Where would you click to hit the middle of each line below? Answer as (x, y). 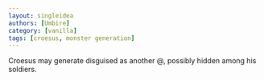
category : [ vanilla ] (43, 30)
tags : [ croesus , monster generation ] (72, 38)
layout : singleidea (41, 16)
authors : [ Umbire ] (39, 23)
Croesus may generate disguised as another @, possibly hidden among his (132, 61)
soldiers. (23, 70)
